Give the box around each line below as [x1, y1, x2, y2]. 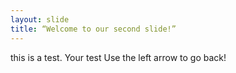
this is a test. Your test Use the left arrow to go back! [10, 51, 227, 63]
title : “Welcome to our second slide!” [10, 24, 177, 34]
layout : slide [10, 14, 70, 25]
